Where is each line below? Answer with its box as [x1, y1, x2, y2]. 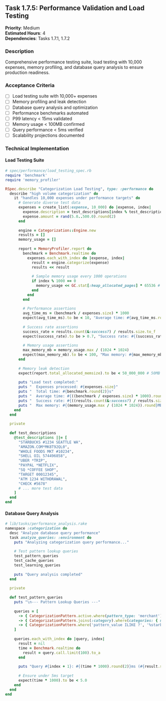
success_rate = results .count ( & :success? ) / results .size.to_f [23, 329, 156, 334]
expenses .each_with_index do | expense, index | [27, 255, 125, 261]
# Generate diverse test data [18, 200, 81, 205]
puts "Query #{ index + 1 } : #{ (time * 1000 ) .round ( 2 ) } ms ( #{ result [18, 664, 158, 669]
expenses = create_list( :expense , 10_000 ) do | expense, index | [18, 205, 152, 210]
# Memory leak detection [18, 366, 70, 371]
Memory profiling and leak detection [12, 99, 86, 105]
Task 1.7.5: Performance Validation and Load [5, 4, 145, 12]
